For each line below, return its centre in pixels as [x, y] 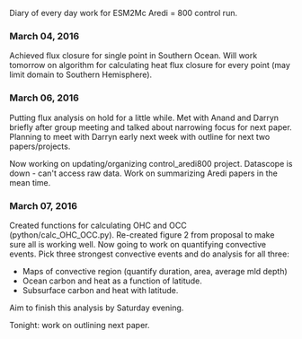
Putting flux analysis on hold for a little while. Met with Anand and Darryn [144, 117]
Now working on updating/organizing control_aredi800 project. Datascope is [151, 163]
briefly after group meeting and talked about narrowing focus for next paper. [151, 127]
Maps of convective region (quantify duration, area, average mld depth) [155, 271]
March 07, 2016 [44, 205]
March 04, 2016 [44, 36]
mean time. [30, 182]
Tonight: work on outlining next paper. [80, 325]
